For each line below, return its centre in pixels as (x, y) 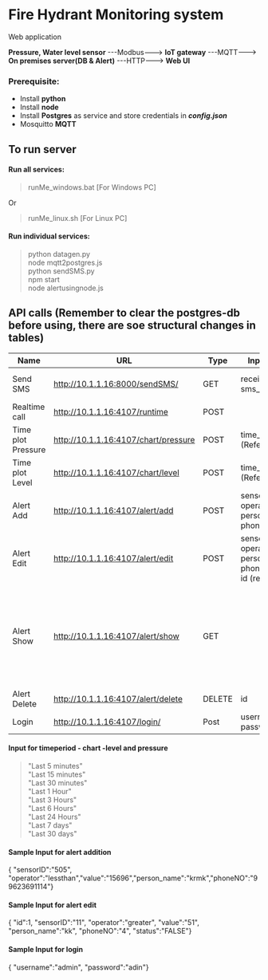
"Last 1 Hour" (49, 792)
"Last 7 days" (50, 825)
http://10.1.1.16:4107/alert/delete (118, 699)
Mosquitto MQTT (48, 124)
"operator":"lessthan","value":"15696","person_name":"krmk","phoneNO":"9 (133, 878)
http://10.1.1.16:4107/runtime (111, 411)
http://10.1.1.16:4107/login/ (107, 722)
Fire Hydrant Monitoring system (116, 15)
